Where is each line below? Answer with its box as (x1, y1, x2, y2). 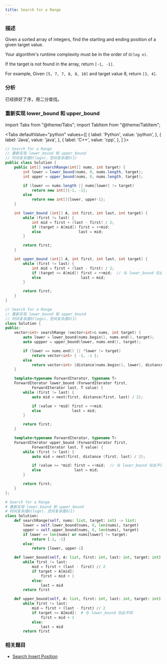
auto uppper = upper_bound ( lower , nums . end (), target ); (23, 340, 141, 345)
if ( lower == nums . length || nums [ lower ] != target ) (23, 183, 135, 188)
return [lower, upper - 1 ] (31, 546, 83, 551)
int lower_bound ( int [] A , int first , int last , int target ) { (14, 211, 148, 216)
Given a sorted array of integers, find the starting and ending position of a (5, 36, 157, 42)
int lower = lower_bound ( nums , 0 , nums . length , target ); (23, 169, 144, 175)
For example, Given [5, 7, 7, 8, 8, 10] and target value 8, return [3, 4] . (5, 70, 158, 76)
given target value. (5, 41, 44, 47)
